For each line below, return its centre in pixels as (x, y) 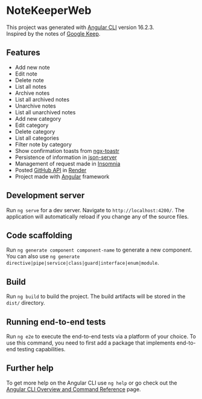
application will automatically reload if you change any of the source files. (97, 216)
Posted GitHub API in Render (51, 170)
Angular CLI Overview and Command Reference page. (74, 389)
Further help (30, 368)
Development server (46, 196)
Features (23, 53)
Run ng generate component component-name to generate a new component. (99, 250)
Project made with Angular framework (62, 177)
